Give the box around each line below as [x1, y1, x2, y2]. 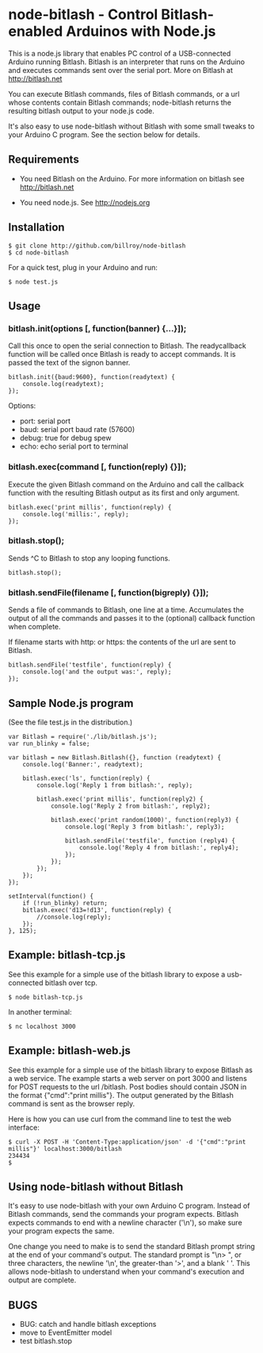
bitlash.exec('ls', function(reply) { [22, 774, 151, 782]
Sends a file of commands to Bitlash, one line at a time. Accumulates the [8, 605, 244, 615]
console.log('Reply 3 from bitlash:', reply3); [64, 823, 225, 831]
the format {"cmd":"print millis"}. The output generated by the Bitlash [8, 1090, 234, 1099]
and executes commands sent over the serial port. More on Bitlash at [8, 65, 234, 75]
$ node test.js [8, 277, 59, 286]
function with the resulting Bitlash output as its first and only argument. [8, 487, 240, 497]
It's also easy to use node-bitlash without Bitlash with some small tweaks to [8, 121, 255, 131]
